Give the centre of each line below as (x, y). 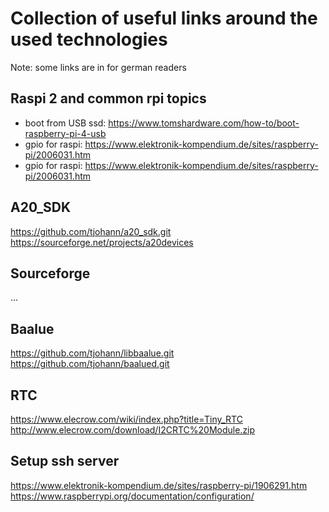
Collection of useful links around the (164, 18)
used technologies (89, 39)
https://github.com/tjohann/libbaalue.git (92, 353)
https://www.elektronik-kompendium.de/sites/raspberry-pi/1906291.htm (159, 485)
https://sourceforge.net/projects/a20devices (102, 242)
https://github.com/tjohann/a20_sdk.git (91, 231)
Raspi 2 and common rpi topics (108, 98)
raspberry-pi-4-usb (65, 133)
